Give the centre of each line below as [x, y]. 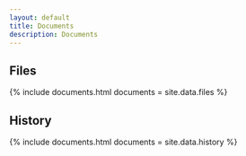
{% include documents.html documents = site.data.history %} [123, 142]
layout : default [40, 17]
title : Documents [42, 26]
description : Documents [54, 34]
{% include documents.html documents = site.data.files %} [119, 92]
